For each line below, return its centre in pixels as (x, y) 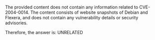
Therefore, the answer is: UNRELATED (44, 32)
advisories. (16, 23)
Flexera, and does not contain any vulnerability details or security (72, 18)
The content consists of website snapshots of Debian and (89, 12)
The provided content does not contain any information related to (72, 7)
